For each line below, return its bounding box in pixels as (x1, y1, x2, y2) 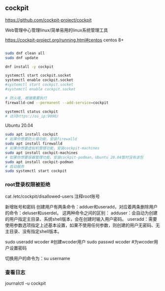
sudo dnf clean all (5, 51, 45, 56)
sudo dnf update (5, 55, 38, 60)
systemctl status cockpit (5, 109, 58, 114)
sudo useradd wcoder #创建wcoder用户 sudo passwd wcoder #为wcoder (5, 238, 154, 245)
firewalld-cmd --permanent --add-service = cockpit (5, 100, 109, 105)
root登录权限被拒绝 (5, 181, 51, 188)
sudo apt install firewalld (5, 141, 63, 146)
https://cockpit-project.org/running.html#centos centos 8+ (5, 37, 124, 43)
